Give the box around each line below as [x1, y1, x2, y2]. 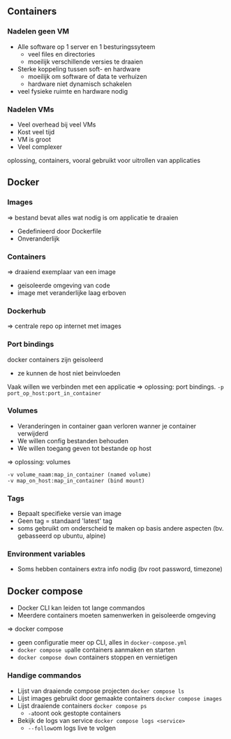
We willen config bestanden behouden [17, 436, 129, 445]
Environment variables [7, 549, 86, 559]
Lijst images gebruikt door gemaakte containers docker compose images [17, 694, 222, 702]
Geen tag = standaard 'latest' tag [17, 517, 113, 525]
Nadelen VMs [7, 104, 54, 114]
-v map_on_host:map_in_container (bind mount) [7, 477, 145, 485]
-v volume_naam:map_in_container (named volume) [7, 471, 151, 478]
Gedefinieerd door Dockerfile [17, 227, 102, 235]
